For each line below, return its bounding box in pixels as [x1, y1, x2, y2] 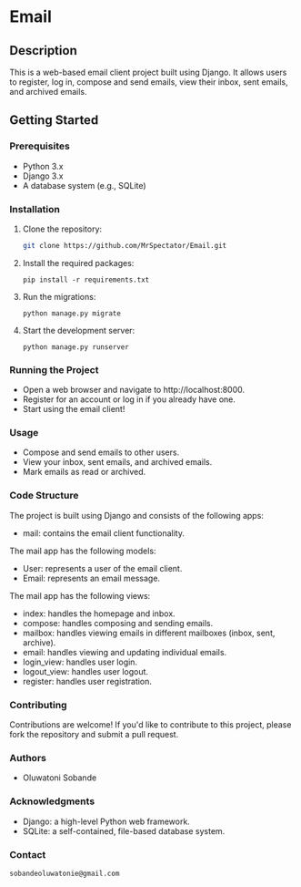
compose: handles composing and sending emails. [22, 617, 214, 628]
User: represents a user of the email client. [22, 562, 183, 573]
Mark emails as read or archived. [22, 467, 146, 478]
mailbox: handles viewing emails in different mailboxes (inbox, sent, [22, 627, 276, 638]
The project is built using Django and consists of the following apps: [9, 510, 264, 521]
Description [9, 43, 77, 58]
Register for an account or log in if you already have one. [22, 394, 236, 405]
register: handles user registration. [22, 676, 153, 686]
